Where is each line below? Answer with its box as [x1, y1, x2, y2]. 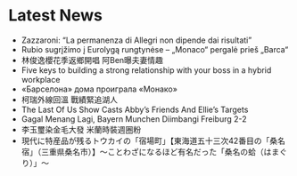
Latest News [8, 5, 103, 26]
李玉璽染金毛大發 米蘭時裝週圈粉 [21, 124, 142, 134]
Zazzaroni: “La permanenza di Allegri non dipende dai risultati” [21, 35, 252, 45]
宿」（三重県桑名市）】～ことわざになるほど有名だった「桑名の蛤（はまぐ [21, 146, 287, 156]
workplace [21, 74, 61, 84]
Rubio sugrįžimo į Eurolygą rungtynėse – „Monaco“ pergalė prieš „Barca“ [21, 44, 289, 54]
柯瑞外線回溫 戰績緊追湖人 [21, 94, 118, 105]
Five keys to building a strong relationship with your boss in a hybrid [21, 64, 272, 76]
